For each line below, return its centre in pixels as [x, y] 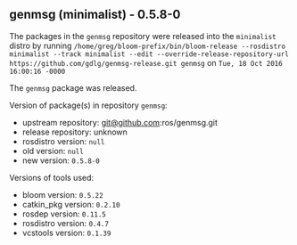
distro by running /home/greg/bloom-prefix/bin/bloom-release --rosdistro [148, 45]
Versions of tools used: [52, 177]
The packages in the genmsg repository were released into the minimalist [143, 36]
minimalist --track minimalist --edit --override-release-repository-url [149, 54]
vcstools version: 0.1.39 [66, 233]
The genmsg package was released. [73, 87]
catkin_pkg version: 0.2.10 [71, 204]
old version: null [53, 151]
